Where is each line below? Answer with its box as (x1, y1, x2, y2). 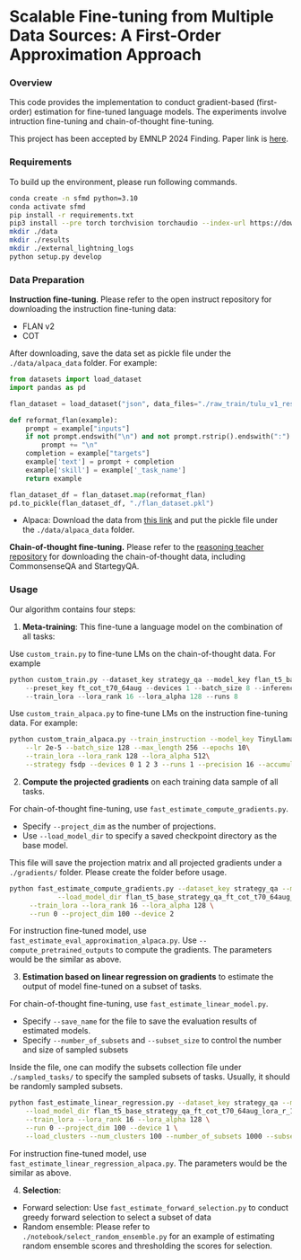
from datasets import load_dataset (9, 375, 142, 384)
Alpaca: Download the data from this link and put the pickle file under (21, 515, 279, 526)
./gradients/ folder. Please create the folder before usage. (9, 866, 228, 877)
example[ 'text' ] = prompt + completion (25, 457, 175, 466)
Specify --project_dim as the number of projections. (21, 821, 217, 831)
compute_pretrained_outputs (9, 946, 115, 955)
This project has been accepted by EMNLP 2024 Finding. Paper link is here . (9, 133, 289, 145)
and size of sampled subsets (21, 1044, 129, 1055)
